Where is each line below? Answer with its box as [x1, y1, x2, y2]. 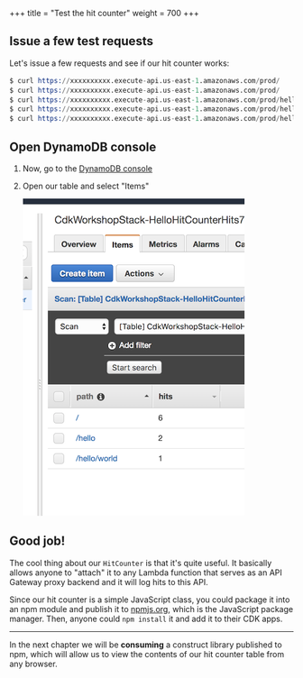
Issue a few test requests [9, 33, 153, 49]
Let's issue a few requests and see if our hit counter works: [9, 58, 230, 69]
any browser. [9, 658, 58, 669]
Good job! [9, 534, 66, 549]
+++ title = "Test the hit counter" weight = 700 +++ [9, 8, 200, 18]
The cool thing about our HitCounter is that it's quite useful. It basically [9, 557, 272, 568]
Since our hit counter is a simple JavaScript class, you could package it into [9, 594, 290, 605]
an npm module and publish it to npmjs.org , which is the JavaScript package [9, 603, 294, 614]
